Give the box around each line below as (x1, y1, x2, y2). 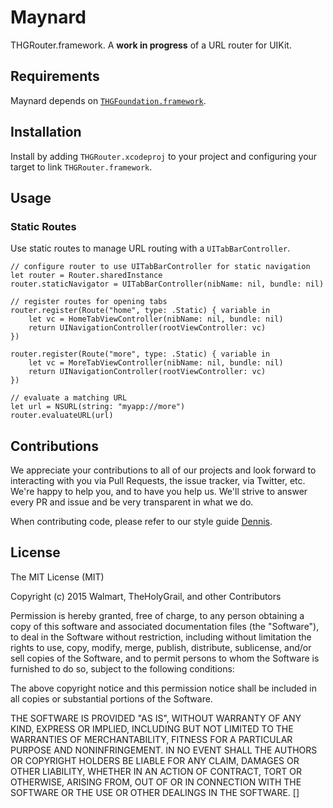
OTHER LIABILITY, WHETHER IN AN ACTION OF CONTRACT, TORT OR (10, 765, 302, 777)
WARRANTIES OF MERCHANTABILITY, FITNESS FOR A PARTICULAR (10, 733, 293, 745)
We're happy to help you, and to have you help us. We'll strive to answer (10, 486, 308, 498)
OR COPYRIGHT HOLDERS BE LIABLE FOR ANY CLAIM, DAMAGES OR (10, 754, 300, 766)
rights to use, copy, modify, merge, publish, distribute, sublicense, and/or (10, 641, 312, 653)
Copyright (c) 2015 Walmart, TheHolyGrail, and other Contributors (10, 590, 282, 602)
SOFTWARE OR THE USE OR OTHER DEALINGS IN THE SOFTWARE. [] (10, 786, 300, 798)
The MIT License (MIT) (10, 571, 105, 583)
